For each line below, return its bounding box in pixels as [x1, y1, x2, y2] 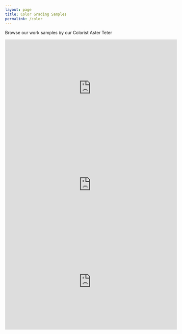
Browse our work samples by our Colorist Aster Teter [5, 30, 112, 36]
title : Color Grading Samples [5, 12, 67, 17]
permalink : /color [5, 16, 43, 21]
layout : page [5, 7, 32, 12]
